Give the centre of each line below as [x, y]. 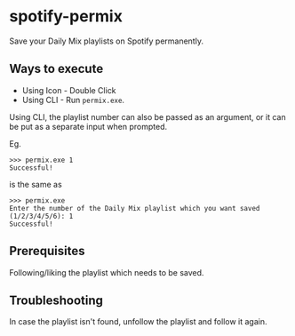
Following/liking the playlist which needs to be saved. [107, 272]
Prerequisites [47, 251]
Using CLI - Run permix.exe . [73, 100]
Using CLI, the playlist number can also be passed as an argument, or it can [147, 116]
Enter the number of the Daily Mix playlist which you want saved [135, 208]
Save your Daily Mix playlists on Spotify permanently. [107, 41]
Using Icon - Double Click [69, 90]
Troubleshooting [56, 300]
